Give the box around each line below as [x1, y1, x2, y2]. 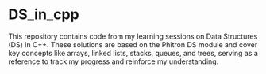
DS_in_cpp [8, 6, 79, 24]
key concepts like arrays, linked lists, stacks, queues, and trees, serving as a [8, 48, 258, 57]
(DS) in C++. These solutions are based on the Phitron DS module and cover [8, 39, 258, 49]
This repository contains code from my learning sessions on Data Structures [8, 31, 258, 41]
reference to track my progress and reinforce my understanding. [8, 57, 219, 66]
